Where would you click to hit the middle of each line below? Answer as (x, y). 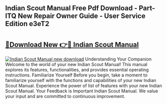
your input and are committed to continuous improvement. (65, 96)
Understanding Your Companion (118, 59)
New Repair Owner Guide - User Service (81, 16)
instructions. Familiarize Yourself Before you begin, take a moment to (76, 75)
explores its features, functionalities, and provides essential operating (77, 70)
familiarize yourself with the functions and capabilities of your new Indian (81, 80)
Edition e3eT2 (27, 24)
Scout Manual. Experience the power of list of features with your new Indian (83, 85)
